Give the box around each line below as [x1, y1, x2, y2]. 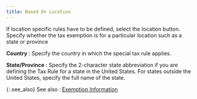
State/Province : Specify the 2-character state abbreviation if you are [6, 61, 178, 68]
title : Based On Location [6, 8, 71, 15]
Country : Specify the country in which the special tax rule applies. [6, 49, 172, 57]
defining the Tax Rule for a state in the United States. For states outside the [6, 67, 192, 75]
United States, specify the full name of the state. [6, 74, 126, 81]
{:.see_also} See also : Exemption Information [6, 85, 118, 93]
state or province [6, 38, 49, 45]
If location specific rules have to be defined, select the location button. [6, 25, 181, 32]
